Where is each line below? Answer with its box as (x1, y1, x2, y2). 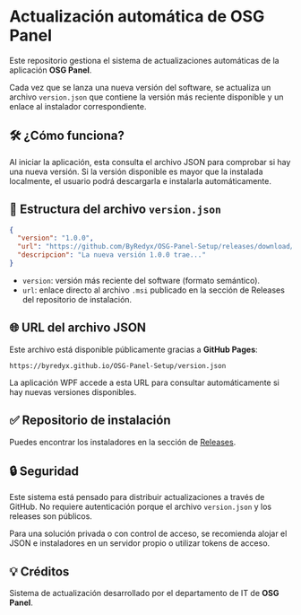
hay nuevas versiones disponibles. (9, 386, 137, 397)
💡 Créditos (9, 564, 70, 579)
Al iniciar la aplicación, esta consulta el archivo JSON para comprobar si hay (9, 156, 291, 167)
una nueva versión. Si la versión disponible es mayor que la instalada (9, 166, 263, 177)
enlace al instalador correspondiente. (9, 101, 147, 111)
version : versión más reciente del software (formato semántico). (21, 275, 261, 286)
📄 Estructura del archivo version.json (9, 202, 221, 217)
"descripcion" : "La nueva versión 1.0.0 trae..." (17, 250, 206, 259)
